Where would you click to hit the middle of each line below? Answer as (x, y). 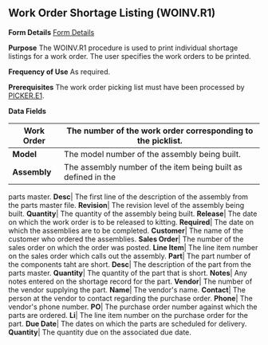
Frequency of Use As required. (59, 72)
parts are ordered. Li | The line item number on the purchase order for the (128, 315)
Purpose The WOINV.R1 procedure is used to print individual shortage (123, 48)
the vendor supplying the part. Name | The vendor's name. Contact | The (127, 289)
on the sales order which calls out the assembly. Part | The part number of (130, 256)
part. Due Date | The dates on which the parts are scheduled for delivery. (128, 323)
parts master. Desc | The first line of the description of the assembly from (128, 196)
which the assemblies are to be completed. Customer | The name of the (126, 230)
